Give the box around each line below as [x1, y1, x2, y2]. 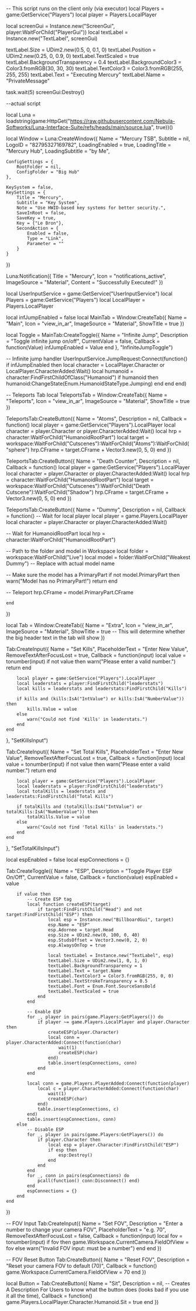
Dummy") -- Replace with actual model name [6, 560, 115, 567]
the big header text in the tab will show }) [6, 634, 105, 641]
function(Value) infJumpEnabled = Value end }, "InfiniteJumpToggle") [6, 344, 173, 350]
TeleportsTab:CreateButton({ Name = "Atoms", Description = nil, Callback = [6, 415, 187, 422]
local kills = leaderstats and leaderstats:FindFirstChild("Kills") [16, 686, 187, 691]
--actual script [6, 100, 41, 107]
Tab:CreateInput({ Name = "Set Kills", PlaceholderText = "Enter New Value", [6, 646, 188, 652]
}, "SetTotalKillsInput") [6, 845, 60, 852]
